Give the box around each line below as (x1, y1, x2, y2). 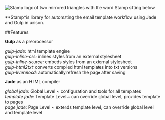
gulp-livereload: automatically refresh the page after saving (5, 69, 126, 75)
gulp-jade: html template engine (5, 48, 70, 54)
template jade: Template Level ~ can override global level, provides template (5, 94, 161, 99)
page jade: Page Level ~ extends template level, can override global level (5, 104, 154, 110)
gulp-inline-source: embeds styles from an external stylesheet (5, 59, 132, 65)
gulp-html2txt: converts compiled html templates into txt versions (5, 64, 138, 70)
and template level (5, 110, 43, 115)
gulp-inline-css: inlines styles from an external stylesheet (5, 54, 122, 59)
